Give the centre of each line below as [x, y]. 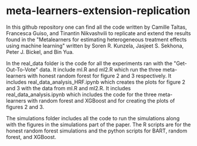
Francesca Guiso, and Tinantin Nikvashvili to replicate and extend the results [98, 33]
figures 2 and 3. [25, 107]
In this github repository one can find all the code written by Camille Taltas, [96, 27]
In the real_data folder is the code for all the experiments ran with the [89, 63]
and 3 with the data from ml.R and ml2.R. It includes [68, 88]
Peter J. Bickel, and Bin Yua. [40, 52]
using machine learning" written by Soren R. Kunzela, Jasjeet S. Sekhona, [95, 46]
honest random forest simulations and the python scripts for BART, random [97, 131]
